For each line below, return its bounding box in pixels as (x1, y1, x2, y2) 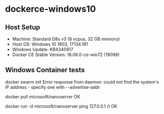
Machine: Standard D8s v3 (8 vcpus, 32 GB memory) (12, 36, 120, 42)
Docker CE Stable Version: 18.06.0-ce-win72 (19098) (12, 52, 120, 57)
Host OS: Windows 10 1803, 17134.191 (12, 41, 88, 47)
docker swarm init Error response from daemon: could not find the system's (5, 79, 159, 85)
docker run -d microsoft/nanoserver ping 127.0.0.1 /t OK (5, 103, 118, 109)
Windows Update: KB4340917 (12, 47, 74, 52)
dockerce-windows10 (5, 3, 96, 15)
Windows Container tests (5, 66, 85, 74)
